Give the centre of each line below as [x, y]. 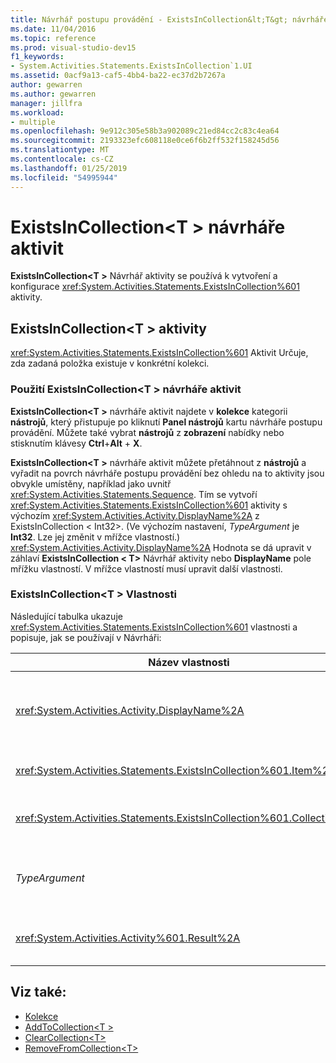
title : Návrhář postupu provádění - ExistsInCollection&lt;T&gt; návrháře [169, 19]
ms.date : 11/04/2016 [53, 29]
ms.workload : [37, 112]
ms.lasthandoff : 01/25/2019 [69, 168]
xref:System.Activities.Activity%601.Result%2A [128, 938]
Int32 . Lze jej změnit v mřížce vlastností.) [95, 537]
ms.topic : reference [53, 38]
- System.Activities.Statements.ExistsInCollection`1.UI [131, 66]
